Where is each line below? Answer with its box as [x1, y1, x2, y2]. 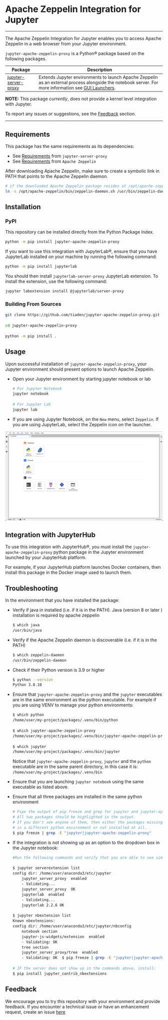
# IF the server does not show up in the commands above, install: [12, 966, 156, 971]
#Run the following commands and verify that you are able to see [12, 855, 154, 860]
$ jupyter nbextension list [12, 913, 71, 918]
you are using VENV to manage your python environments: [12, 702, 133, 708]
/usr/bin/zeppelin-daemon [12, 658, 66, 663]
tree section [21, 944, 49, 950]
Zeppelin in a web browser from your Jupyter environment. [5, 41, 126, 47]
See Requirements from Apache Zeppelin [12, 159, 96, 164]
